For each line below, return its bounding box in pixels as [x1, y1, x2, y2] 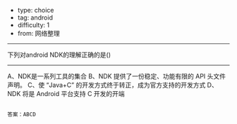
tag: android [17, 13, 53, 22]
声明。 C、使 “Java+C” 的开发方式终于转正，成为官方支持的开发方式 [7, 81, 206, 89]
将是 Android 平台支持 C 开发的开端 [22, 90, 125, 97]
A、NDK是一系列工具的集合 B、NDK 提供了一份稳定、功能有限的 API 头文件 [7, 72, 226, 80]
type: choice [17, 6, 54, 14]
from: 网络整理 [17, 29, 60, 37]
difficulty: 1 [17, 21, 50, 29]
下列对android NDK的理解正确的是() [7, 50, 111, 59]
